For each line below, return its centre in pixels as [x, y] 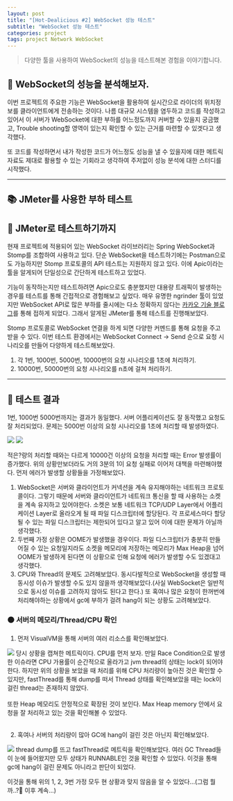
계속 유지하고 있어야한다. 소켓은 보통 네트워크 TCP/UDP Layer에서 [114, 504]
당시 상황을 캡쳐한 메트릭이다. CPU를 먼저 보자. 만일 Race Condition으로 [114, 653]
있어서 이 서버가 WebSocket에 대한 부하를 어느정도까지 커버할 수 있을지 [104, 119]
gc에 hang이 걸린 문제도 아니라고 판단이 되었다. [72, 767]
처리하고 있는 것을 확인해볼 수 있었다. [77, 713]
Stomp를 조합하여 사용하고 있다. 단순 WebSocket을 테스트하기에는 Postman [111, 255]
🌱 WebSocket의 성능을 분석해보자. [78, 84]
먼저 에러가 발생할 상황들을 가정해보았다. [71, 472]
